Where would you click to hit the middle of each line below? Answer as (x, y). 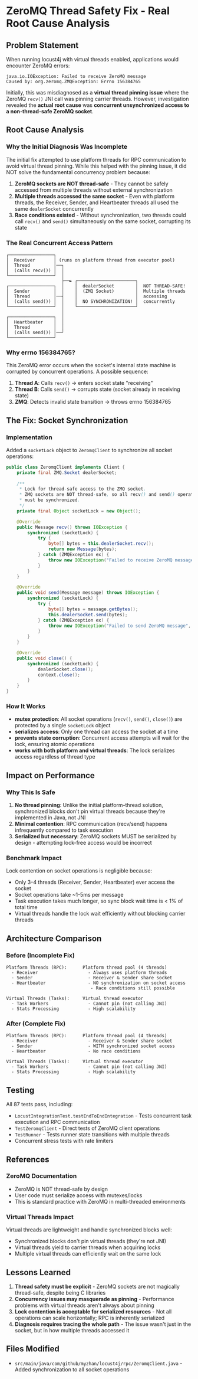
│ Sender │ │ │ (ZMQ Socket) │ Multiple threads (96, 291)
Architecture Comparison (54, 938)
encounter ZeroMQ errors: (38, 66)
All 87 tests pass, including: (39, 1104)
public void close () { (44, 658)
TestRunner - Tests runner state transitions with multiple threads (92, 1135)
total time (26, 907)
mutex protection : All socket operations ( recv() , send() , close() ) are (98, 719)
